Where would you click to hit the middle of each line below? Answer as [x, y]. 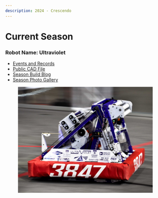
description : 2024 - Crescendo [38, 11]
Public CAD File [29, 69]
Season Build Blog [32, 74]
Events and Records [34, 64]
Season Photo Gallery [35, 80]
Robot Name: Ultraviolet [36, 52]
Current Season [39, 36]
